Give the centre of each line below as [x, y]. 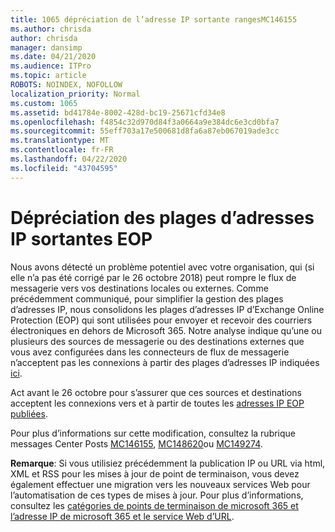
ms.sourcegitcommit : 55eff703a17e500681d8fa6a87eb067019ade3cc [145, 131]
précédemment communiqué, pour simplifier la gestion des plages [147, 298]
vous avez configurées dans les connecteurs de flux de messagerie [150, 352]
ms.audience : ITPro [51, 66]
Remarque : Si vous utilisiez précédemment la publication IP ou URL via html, [168, 463]
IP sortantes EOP [81, 238]
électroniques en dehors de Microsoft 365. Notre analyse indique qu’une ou [166, 330]
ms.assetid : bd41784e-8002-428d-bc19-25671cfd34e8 [118, 112]
